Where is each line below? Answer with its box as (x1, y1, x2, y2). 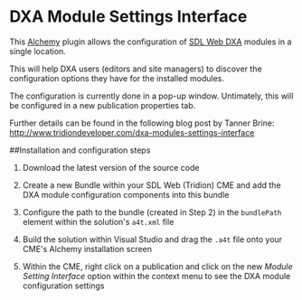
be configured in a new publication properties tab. (9, 99, 196, 110)
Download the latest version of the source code (22, 162, 200, 173)
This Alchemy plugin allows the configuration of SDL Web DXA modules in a (9, 36, 292, 47)
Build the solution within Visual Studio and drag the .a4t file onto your (22, 233, 283, 245)
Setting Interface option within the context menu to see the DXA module (22, 270, 291, 281)
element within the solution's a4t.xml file (22, 216, 175, 227)
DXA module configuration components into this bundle (22, 189, 230, 200)
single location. (9, 45, 66, 56)
